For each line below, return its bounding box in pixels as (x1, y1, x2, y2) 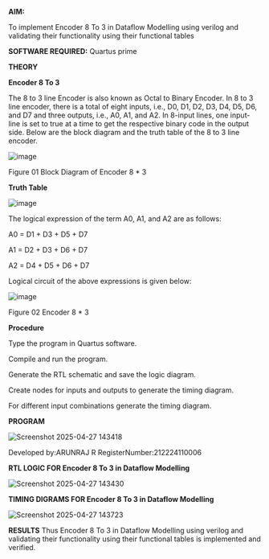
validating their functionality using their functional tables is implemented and (8, 534, 261, 544)
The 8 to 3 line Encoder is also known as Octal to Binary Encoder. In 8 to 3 (8, 93, 254, 103)
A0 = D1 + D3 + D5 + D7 (8, 229, 88, 239)
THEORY (8, 62, 39, 72)
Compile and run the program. (8, 354, 108, 364)
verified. (8, 543, 36, 552)
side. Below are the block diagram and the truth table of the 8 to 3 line (8, 128, 240, 137)
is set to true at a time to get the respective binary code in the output (22, 119, 250, 128)
